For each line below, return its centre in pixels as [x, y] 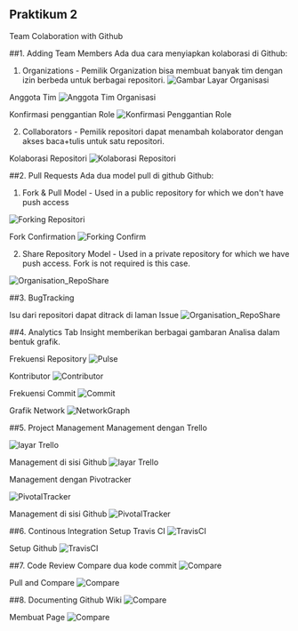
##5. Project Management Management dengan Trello [108, 427]
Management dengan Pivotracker [70, 479]
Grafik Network [37, 410]
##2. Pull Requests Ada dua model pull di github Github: [112, 175]
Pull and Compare [42, 582]
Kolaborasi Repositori [48, 158]
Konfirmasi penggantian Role [62, 114]
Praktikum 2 [44, 15]
